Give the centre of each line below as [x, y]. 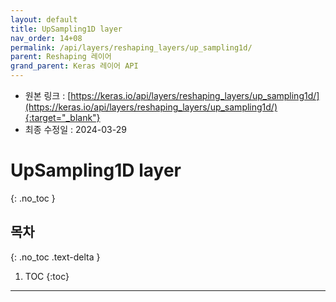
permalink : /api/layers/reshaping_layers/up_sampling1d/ [131, 47]
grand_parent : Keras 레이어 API [74, 66]
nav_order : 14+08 [46, 38]
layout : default [44, 19]
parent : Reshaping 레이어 [61, 57]
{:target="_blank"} [62, 117]
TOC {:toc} [47, 276]
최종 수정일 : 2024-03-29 [75, 129]
